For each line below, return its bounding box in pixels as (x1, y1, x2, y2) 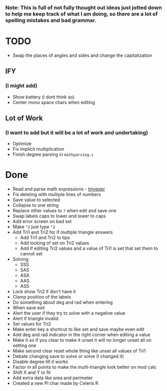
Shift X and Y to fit (12, 370, 51, 376)
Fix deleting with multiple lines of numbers (12, 191, 101, 198)
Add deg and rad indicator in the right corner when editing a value (12, 332, 151, 338)
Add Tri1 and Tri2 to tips (20, 235, 70, 241)
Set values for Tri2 (12, 321, 52, 327)
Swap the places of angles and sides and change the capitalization (12, 52, 152, 58)
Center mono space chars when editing (12, 99, 95, 105)
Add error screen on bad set (12, 218, 72, 224)
